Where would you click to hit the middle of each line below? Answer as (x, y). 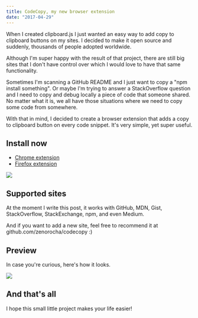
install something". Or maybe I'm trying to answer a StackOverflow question (98, 88)
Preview (22, 250)
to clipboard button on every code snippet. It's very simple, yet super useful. (99, 125)
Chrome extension (37, 158)
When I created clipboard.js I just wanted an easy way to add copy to (90, 34)
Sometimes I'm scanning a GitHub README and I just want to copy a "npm (97, 82)
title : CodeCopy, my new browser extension (61, 12)
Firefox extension (36, 164)
